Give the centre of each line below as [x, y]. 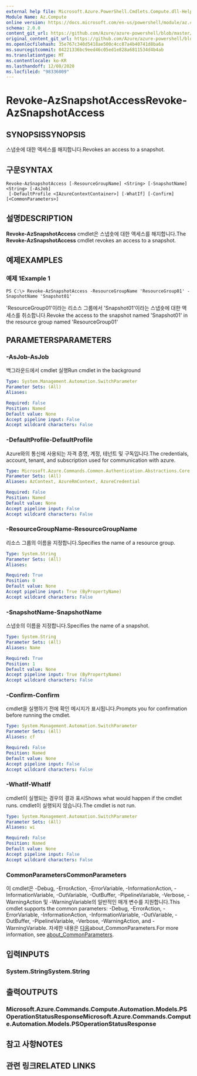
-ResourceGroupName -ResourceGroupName [72, 529]
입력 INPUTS [28, 954]
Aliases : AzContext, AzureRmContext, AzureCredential [73, 482]
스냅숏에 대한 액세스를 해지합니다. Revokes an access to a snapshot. [86, 150]
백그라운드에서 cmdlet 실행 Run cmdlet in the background [73, 370]
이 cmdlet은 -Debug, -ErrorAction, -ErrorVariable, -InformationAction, [89, 888]
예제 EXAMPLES [35, 260]
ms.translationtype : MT [35, 55]
